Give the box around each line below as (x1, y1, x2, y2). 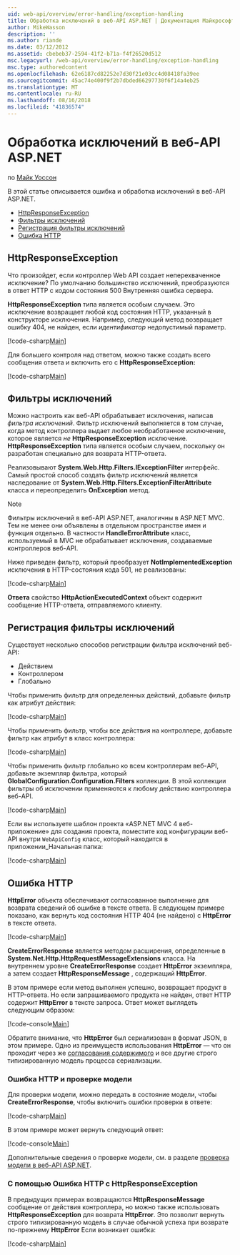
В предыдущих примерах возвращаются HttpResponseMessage (7, 1195, 205, 1204)
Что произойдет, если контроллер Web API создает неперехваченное (7, 271, 221, 279)
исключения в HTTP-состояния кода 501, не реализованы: (7, 565, 187, 574)
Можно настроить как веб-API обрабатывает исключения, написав (7, 412, 214, 420)
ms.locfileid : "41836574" (7, 104, 84, 111)
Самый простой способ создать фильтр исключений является (7, 471, 199, 480)
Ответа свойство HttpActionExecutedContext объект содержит (7, 593, 202, 602)
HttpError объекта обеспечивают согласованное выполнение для (7, 896, 209, 905)
